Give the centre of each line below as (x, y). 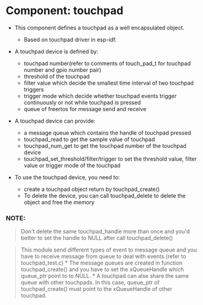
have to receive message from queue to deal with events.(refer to (103, 257)
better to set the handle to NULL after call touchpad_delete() (97, 238)
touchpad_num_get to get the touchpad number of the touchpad (105, 145)
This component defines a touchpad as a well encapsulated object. (99, 28)
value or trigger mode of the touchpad (72, 165)
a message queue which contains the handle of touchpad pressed (107, 133)
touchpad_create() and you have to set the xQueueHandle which (102, 269)
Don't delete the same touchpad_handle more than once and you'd (105, 231)
